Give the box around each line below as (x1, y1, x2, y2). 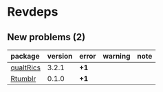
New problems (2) (7, 31, 86, 43)
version (47, 52, 73, 61)
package (10, 52, 40, 61)
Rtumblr (10, 74, 36, 83)
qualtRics (10, 63, 41, 72)
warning (102, 52, 131, 61)
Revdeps (7, 4, 58, 20)
